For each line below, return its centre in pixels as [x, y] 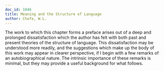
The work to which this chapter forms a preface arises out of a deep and [78, 33]
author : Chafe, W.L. [26, 18]
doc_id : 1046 [18, 9]
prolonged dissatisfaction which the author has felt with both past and [76, 37]
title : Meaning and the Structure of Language [53, 14]
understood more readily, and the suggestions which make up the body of [80, 48]
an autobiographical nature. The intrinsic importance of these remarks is [78, 58]
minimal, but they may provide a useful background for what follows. [74, 63]
